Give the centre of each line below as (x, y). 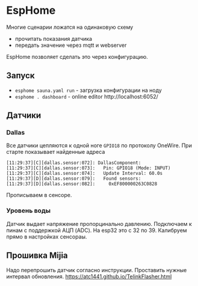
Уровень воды (29, 211)
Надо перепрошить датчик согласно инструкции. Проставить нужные (97, 270)
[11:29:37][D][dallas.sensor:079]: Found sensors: (74, 179)
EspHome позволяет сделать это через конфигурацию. (77, 56)
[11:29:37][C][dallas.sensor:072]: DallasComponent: (74, 163)
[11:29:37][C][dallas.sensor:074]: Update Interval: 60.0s (85, 174)
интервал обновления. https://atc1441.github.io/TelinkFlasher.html (89, 276)
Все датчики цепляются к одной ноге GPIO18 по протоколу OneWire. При (99, 145)
